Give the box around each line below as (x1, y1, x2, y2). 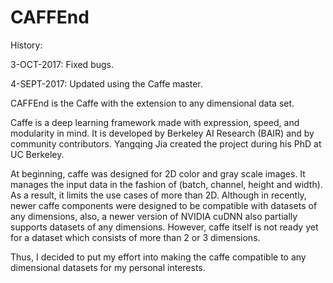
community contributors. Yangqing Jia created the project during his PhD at (10, 137, 322, 150)
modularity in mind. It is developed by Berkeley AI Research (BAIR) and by (10, 127, 315, 139)
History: (10, 39, 43, 51)
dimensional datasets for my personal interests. (10, 261, 206, 273)
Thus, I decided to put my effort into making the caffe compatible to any (10, 251, 307, 263)
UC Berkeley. (10, 148, 65, 160)
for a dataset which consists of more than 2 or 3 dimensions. (10, 231, 261, 243)
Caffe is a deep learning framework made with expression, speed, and (10, 116, 300, 128)
